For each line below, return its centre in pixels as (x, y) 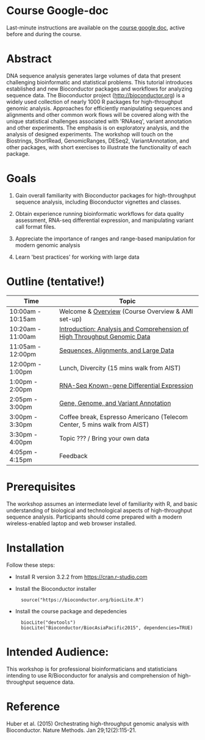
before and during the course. (44, 34)
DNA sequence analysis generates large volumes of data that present (94, 76)
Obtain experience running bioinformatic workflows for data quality (99, 213)
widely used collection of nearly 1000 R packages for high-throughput (95, 102)
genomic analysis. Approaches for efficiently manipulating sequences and (99, 108)
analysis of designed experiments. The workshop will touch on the (90, 134)
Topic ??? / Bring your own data (104, 438)
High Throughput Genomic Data (105, 336)
